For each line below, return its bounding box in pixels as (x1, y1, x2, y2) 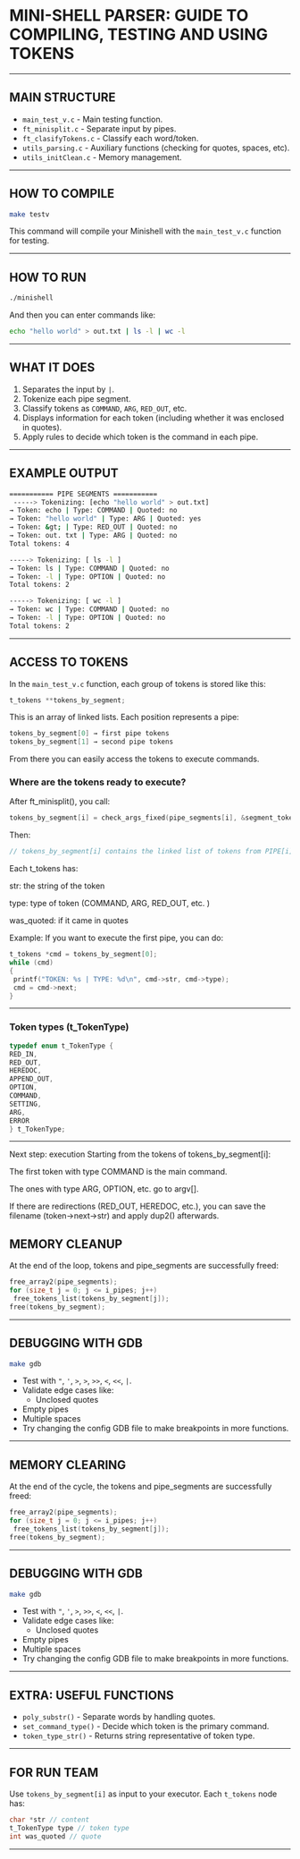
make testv (9, 209, 50, 219)
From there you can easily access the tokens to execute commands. (9, 753, 260, 765)
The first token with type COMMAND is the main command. (9, 1167, 228, 1177)
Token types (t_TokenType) (9, 1021, 129, 1033)
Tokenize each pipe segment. (21, 393, 131, 403)
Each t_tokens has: (9, 863, 79, 874)
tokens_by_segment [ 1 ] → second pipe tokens (9, 737, 174, 747)
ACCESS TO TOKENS (9, 655, 129, 670)
